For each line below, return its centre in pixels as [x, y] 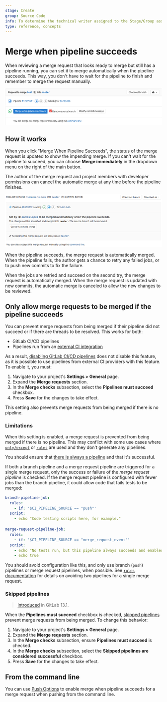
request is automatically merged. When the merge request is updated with [81, 280]
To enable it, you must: [29, 367]
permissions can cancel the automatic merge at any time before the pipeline [83, 182]
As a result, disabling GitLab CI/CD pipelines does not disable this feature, [81, 356]
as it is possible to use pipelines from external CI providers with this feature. [83, 361]
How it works [26, 139]
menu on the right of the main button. [43, 167]
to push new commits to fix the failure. [44, 265]
